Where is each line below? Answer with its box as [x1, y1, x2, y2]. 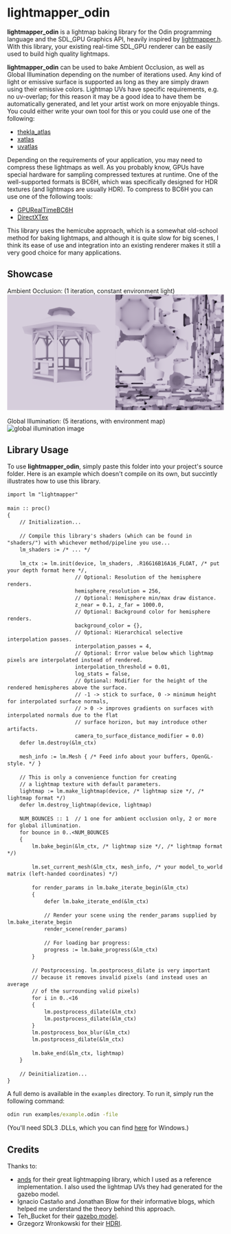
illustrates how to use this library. [7, 477, 101, 486]
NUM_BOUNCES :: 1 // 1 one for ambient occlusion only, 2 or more [19, 815, 217, 822]
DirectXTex [16, 212, 49, 221]
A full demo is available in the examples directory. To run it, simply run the [7, 1090, 214, 1098]
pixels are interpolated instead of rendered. [7, 657, 143, 664]
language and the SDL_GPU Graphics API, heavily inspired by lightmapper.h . [7, 34, 223, 43]
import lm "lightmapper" [7, 491, 78, 498]
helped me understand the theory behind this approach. [16, 1205, 176, 1213]
